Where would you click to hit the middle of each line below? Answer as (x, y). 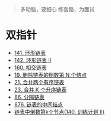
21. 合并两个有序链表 (39, 82)
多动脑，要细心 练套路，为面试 (57, 9)
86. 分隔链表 (29, 97)
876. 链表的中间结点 (39, 104)
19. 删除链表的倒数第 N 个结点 (50, 75)
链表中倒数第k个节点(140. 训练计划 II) (59, 112)
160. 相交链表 (30, 67)
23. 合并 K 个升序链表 (40, 89)
